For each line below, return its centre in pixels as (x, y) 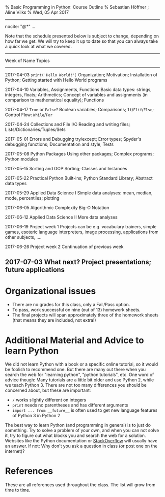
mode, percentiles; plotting (32, 198)
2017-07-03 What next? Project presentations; (78, 262)
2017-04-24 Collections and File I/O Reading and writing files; (68, 124)
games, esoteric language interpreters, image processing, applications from (82, 232)
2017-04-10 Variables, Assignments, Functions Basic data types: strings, (79, 90)
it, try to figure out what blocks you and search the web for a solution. (76, 435)
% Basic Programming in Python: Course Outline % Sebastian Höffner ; (77, 7)
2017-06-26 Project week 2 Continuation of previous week (64, 247)
